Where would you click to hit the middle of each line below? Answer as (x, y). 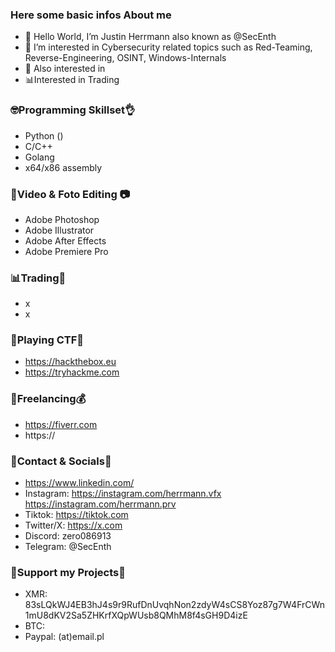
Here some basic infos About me (91, 15)
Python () (44, 135)
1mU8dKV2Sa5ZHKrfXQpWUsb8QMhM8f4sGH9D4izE (136, 615)
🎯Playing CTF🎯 (47, 340)
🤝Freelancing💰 (48, 399)
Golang (39, 157)
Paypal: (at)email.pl (64, 637)
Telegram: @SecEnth (68, 547)
